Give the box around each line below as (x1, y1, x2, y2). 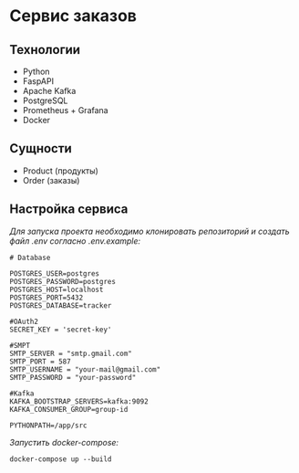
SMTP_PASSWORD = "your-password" (9, 373, 137, 382)
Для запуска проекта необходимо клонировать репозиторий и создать (9, 226, 290, 236)
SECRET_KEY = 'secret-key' (9, 325, 112, 334)
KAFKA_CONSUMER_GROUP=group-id (9, 405, 129, 414)
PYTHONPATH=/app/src (9, 421, 88, 430)
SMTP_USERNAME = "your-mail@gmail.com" (9, 364, 161, 374)
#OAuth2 (9, 317, 39, 326)
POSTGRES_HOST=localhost (9, 285, 104, 294)
